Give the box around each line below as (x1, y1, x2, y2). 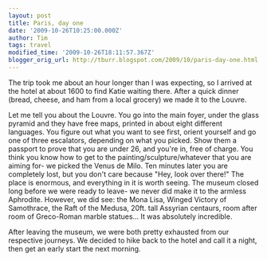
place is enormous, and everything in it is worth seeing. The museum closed (8, 177, 259, 187)
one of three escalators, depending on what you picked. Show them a (8, 135, 238, 145)
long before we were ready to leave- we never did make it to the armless (8, 186, 247, 196)
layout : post (8, 11, 52, 20)
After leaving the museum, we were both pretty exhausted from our (8, 227, 230, 236)
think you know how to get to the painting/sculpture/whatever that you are (8, 152, 252, 162)
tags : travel (8, 41, 52, 49)
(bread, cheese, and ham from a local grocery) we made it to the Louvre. (8, 95, 247, 104)
